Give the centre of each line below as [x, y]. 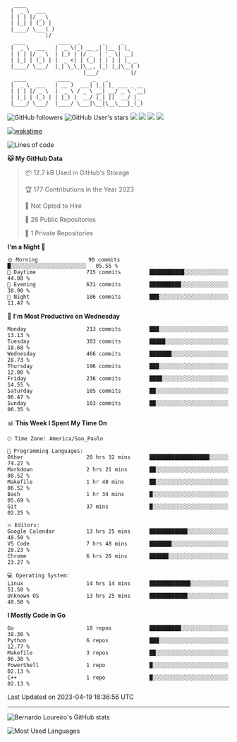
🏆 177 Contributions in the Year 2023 [79, 189]
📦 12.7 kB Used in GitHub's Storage [77, 172]
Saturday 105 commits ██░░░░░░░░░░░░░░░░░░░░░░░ [118, 391]
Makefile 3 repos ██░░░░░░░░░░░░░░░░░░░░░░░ [118, 653]
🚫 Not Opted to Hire [53, 206]
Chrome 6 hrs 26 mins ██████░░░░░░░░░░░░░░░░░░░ [118, 556]
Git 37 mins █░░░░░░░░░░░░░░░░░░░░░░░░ [118, 507]
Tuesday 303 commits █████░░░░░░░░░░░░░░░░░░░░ [118, 341]
